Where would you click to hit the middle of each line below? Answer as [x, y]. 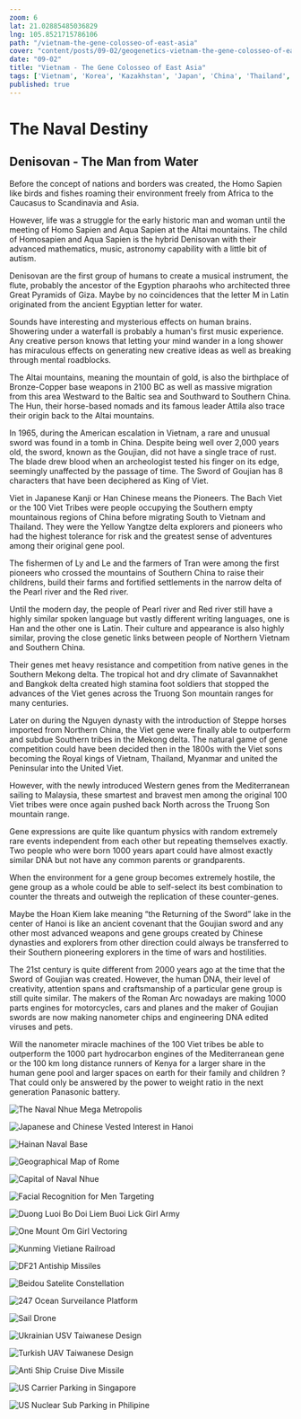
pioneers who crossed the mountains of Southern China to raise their [137, 572]
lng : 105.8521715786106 [54, 34]
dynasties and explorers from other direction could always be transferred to [149, 942]
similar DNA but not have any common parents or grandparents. [127, 859]
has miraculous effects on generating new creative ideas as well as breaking [150, 350]
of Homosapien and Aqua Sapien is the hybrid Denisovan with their [133, 239]
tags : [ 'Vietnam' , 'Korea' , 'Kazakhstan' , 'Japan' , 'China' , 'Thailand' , [150, 76]
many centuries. [39, 702]
